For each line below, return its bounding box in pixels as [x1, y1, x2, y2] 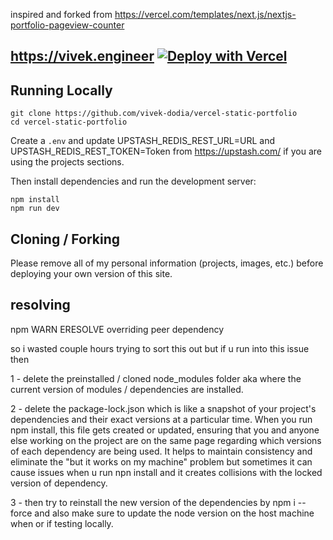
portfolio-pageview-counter [10, 19, 125, 31]
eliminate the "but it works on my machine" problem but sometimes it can [10, 455, 313, 468]
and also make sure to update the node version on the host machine [34, 507, 315, 519]
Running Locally [10, 82, 113, 99]
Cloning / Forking [10, 230, 121, 248]
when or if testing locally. [10, 517, 114, 529]
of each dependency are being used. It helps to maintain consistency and [10, 445, 313, 457]
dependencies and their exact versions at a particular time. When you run [10, 413, 313, 425]
